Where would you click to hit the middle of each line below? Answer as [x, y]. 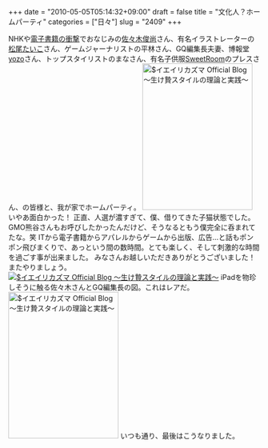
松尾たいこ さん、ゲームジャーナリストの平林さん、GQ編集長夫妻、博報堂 [129, 49]
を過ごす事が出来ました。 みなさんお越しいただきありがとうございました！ [132, 257]
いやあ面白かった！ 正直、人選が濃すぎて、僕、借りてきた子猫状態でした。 [132, 217]
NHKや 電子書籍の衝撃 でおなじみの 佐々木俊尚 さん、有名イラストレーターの [132, 39]
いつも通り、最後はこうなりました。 [180, 436]
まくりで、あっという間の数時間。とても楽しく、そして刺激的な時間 [148, 247]
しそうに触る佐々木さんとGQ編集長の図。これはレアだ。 [101, 287]
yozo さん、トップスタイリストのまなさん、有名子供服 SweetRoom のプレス [131, 59]
